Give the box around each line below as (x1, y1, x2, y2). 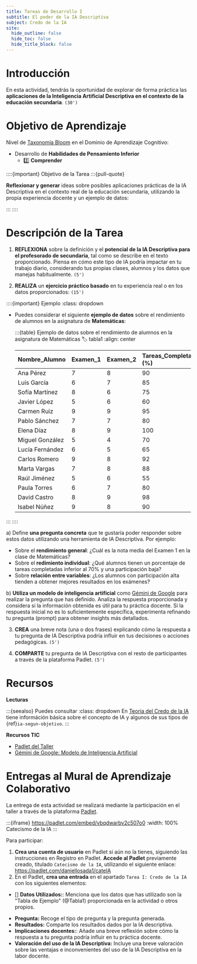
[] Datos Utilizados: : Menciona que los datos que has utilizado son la (14, 890, 182, 898)
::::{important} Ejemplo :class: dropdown (6, 299, 104, 306)
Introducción (6, 67, 70, 80)
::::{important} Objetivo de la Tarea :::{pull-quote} (6, 170, 125, 177)
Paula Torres (17, 483, 53, 492)
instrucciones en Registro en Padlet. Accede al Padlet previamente (14, 854, 177, 862)
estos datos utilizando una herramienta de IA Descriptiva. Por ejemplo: (6, 535, 176, 542)
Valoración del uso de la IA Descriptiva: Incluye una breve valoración (14, 939, 184, 947)
